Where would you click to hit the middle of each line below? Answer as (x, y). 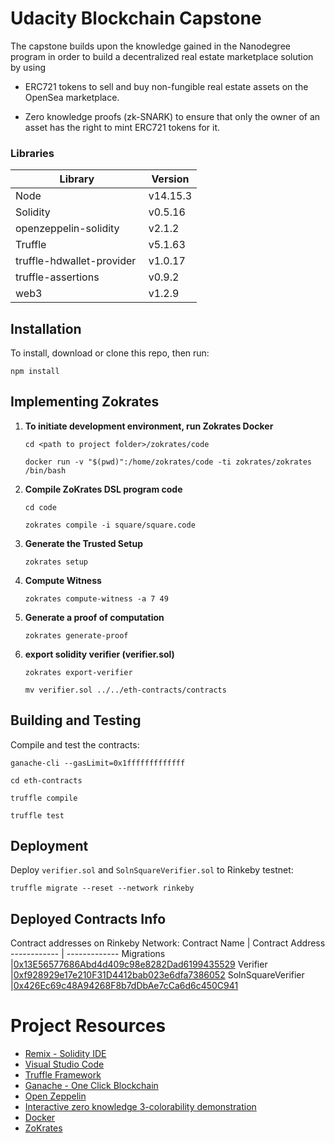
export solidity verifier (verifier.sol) (99, 654)
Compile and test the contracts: (75, 744)
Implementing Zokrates (85, 402)
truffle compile (44, 798)
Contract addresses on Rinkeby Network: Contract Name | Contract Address (168, 943)
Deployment (49, 846)
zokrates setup (56, 562)
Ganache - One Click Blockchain (91, 1086)
